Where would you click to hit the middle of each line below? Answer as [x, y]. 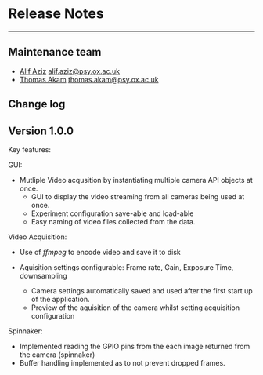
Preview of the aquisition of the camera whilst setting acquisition [135, 308]
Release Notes [56, 14]
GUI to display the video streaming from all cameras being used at [138, 196]
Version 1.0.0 [41, 131]
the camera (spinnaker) [57, 355]
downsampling [43, 275]
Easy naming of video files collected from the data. [113, 221]
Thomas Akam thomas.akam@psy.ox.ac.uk [89, 79]
